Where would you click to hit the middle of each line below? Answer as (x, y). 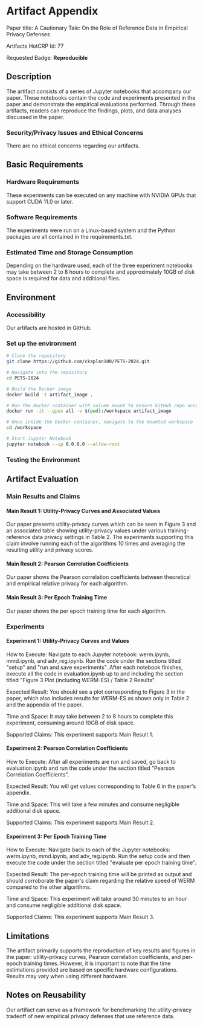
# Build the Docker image (39, 389)
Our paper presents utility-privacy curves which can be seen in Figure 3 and (101, 524)
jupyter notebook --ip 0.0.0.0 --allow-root (63, 444)
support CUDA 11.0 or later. (40, 201)
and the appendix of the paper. (45, 705)
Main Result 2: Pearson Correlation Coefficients (67, 564)
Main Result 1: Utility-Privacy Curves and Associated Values (83, 511)
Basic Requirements (45, 165)
